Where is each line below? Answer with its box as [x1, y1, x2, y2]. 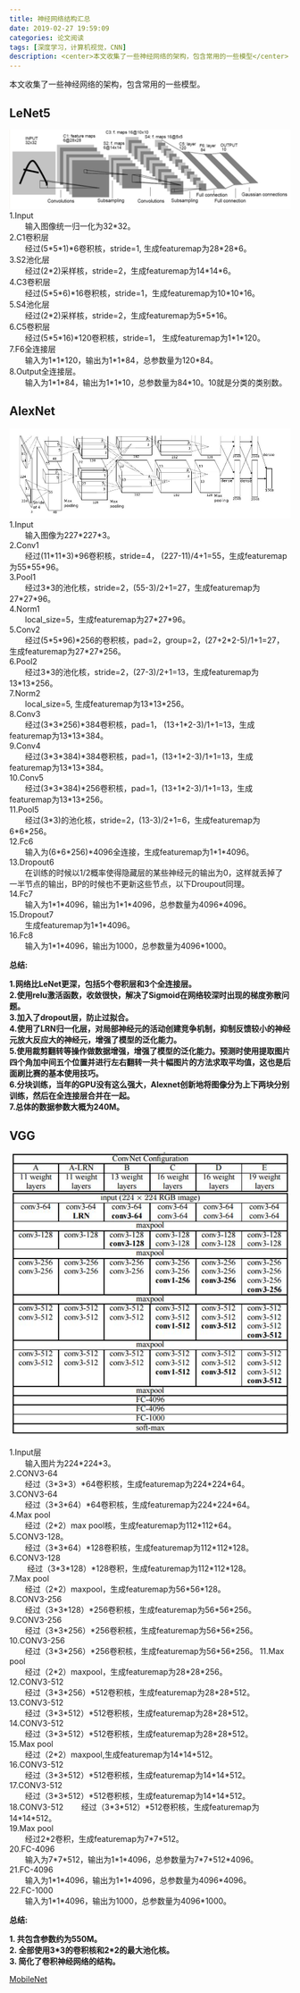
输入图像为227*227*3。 [25, 530, 115, 541]
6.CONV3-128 [9, 1552, 61, 1563]
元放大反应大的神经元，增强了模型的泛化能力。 [9, 1035, 181, 1045]
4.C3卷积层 [9, 276, 51, 287]
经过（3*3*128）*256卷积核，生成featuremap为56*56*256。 [25, 1604, 257, 1615]
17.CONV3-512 [9, 1779, 62, 1790]
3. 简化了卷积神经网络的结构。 [9, 1955, 121, 1966]
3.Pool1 [9, 572, 37, 583]
